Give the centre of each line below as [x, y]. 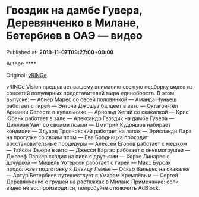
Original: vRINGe [26, 75]
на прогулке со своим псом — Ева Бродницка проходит [77, 137]
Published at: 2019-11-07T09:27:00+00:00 [60, 52]
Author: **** [21, 64]
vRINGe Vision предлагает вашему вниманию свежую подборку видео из [99, 86]
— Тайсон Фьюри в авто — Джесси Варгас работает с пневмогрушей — [98, 150]
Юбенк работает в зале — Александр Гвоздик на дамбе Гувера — [90, 118]
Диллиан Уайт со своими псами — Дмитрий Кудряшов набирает [89, 124]
